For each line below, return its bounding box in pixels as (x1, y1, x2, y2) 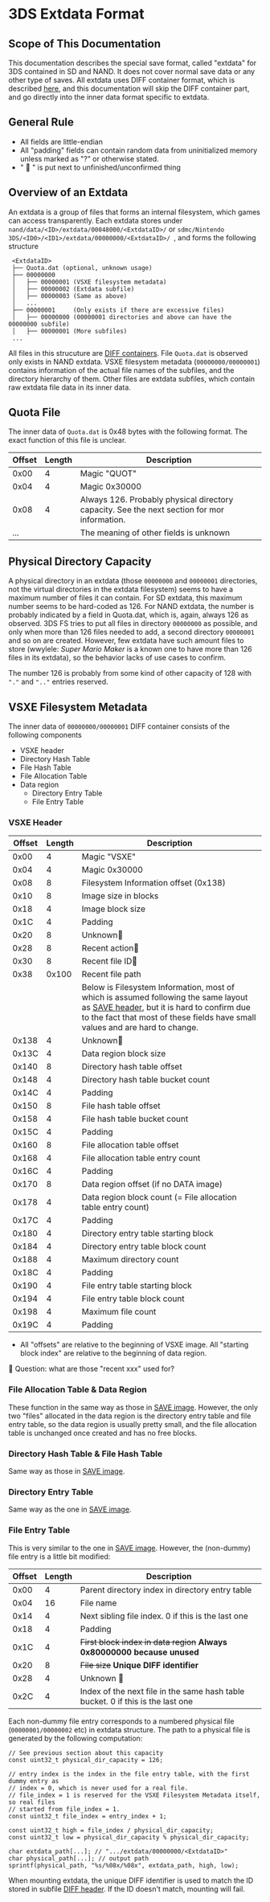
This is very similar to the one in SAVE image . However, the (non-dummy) (8, 1543, 252, 1552)
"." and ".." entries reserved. (8, 677, 108, 687)
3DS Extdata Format (8, 5, 145, 23)
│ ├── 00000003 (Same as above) (11, 292, 128, 300)
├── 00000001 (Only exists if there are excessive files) (11, 306, 225, 314)
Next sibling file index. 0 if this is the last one (80, 1610, 248, 1622)
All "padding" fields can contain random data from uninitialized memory (19, 145, 258, 155)
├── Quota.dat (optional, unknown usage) (11, 264, 153, 272)
